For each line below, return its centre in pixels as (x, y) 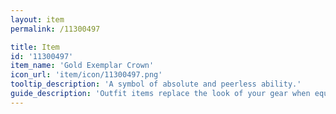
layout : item (37, 19)
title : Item (35, 47)
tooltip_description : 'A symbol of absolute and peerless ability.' (156, 84)
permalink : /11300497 (55, 29)
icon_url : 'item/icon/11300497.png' (86, 75)
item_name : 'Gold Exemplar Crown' (82, 66)
